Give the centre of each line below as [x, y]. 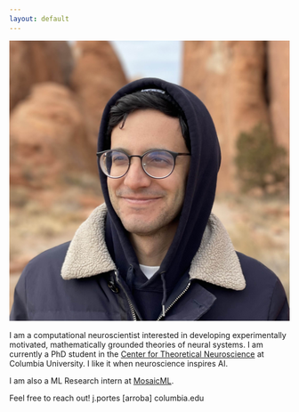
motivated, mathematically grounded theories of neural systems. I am [137, 344]
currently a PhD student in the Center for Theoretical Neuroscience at [137, 354]
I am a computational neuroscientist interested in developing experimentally [148, 335]
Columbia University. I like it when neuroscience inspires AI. [119, 363]
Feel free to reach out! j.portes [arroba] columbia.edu [107, 398]
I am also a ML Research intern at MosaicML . [92, 380]
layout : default [39, 19]
